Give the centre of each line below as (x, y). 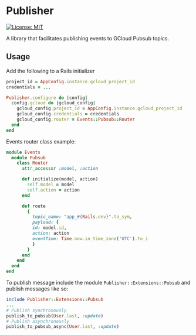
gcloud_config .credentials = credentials (68, 114)
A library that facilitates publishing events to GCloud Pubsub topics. (88, 38)
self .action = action (54, 190)
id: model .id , (49, 228)
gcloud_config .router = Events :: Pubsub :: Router (76, 119)
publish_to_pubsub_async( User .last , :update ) (62, 327)
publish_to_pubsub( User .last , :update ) (55, 316)
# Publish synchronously (36, 310)
